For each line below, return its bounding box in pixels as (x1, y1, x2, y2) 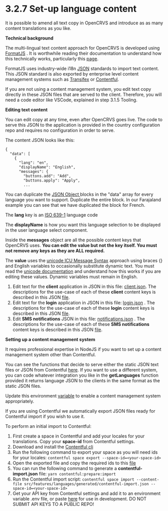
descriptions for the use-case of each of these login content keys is (12, 305, 155, 311)
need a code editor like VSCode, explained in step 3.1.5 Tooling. (5, 97, 138, 103)
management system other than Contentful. (5, 351, 96, 357)
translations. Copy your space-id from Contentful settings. (12, 438, 135, 444)
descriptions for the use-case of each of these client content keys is (12, 288, 156, 295)
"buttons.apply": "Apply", (23, 178, 80, 183)
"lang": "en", (18, 160, 49, 165)
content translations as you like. (5, 25, 72, 31)
